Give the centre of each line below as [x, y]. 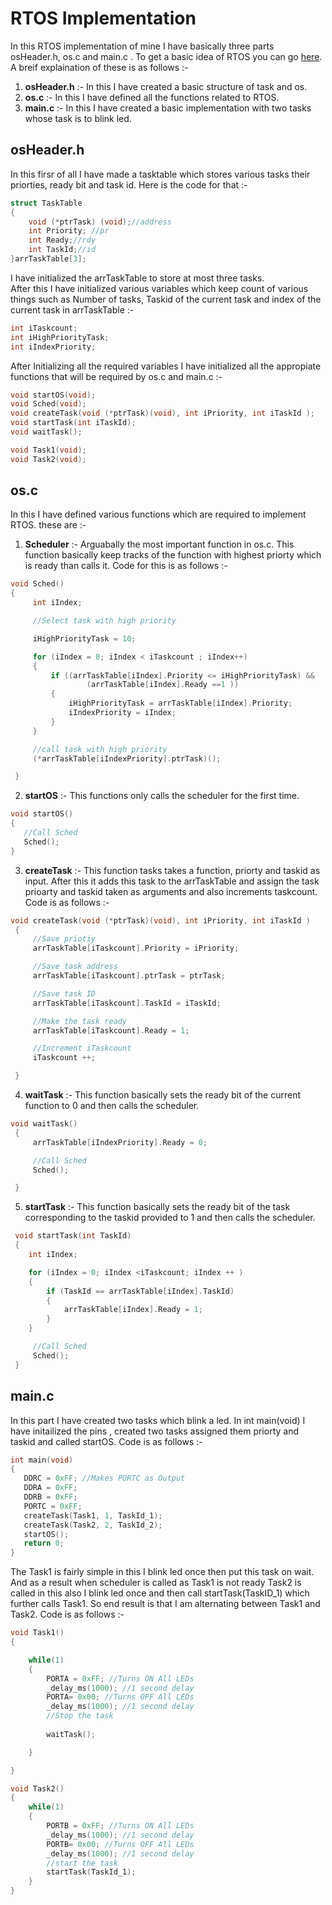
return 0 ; [44, 1543]
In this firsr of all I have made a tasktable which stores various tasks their [160, 174]
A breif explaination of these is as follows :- [99, 67]
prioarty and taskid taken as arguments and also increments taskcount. [171, 891]
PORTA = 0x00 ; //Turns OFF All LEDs [120, 1697]
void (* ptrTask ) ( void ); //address [100, 222]
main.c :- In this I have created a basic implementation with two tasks [168, 108]
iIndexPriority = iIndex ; [122, 713]
